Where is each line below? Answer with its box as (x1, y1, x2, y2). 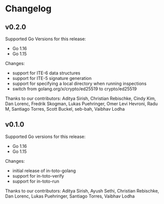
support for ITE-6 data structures (12, 70, 81, 76)
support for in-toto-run (12, 178, 60, 184)
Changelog (5, 3, 52, 14)
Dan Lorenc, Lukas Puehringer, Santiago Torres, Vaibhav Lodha (5, 193, 135, 199)
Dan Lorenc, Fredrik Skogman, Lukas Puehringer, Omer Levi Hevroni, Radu (5, 101, 158, 107)
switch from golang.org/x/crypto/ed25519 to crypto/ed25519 (12, 86, 137, 92)
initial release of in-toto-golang (12, 167, 76, 174)
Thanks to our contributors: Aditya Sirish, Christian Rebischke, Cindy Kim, (5, 95, 156, 101)
